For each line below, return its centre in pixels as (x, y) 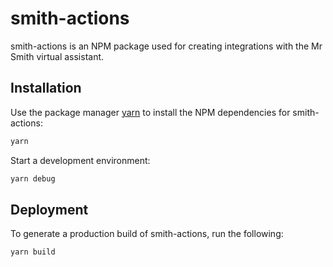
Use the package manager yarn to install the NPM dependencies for (150, 112)
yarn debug (33, 178)
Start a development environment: (80, 160)
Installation (46, 88)
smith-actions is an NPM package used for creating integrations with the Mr (166, 46)
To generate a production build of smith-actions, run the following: (147, 234)
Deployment (49, 209)
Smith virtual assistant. (57, 56)
